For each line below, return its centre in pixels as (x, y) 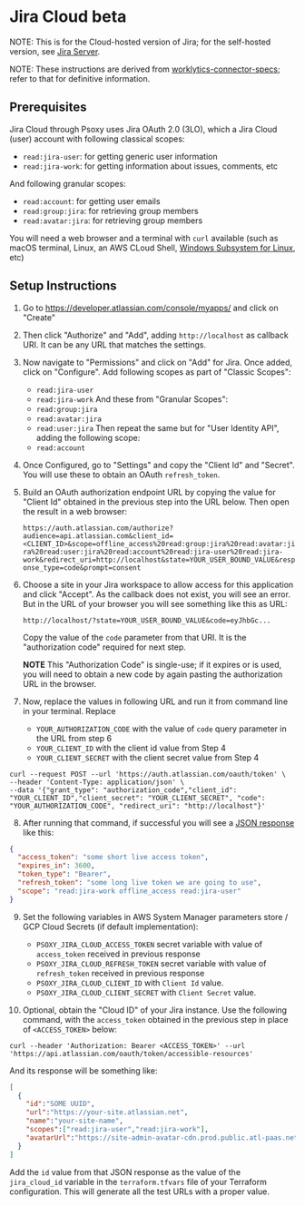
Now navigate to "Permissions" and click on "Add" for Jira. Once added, (157, 362)
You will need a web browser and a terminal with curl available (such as (144, 238)
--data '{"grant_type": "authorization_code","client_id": (123, 790)
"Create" (39, 317)
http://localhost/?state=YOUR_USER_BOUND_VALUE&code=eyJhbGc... (147, 620)
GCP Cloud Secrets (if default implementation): (110, 927)
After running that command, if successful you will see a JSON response (158, 822)
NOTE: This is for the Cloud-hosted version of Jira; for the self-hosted (140, 42)
